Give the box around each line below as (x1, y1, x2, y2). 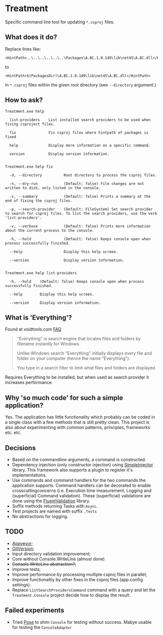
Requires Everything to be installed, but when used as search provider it (5, 374, 149, 380)
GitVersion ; (12, 546, 35, 551)
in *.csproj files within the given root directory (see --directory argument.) (5, 82, 156, 88)
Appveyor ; (12, 540, 33, 546)
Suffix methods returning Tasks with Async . (12, 503, 98, 509)
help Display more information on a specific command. (9, 143, 151, 148)
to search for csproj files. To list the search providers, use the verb (5, 211, 158, 216)
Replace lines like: (5, 46, 41, 52)
